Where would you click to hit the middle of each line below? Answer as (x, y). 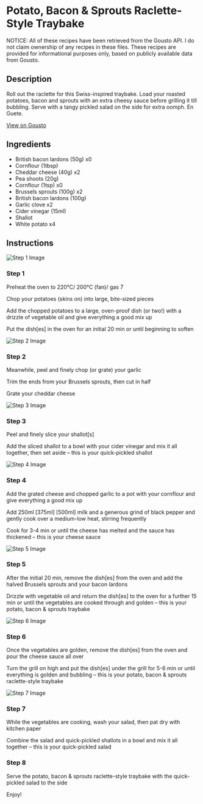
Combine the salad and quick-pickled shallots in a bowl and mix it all (92, 741)
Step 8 (16, 762)
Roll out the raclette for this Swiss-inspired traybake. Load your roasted (96, 94)
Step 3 (16, 421)
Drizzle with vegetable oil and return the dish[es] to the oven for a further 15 (101, 596)
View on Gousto (27, 125)
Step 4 (16, 480)
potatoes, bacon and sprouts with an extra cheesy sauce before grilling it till (101, 100)
